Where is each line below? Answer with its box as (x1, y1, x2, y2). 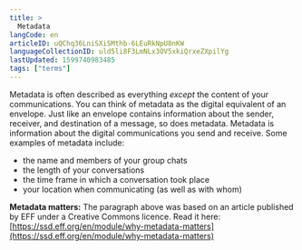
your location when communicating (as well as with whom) (22, 184, 243, 195)
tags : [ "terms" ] (9, 65, 71, 74)
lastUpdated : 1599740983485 (9, 55, 116, 65)
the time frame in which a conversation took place (22, 174, 210, 185)
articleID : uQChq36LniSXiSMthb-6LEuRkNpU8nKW (9, 38, 184, 48)
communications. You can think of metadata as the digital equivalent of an (9, 98, 287, 109)
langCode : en (9, 30, 59, 39)
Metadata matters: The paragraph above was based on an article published (9, 201, 294, 212)
